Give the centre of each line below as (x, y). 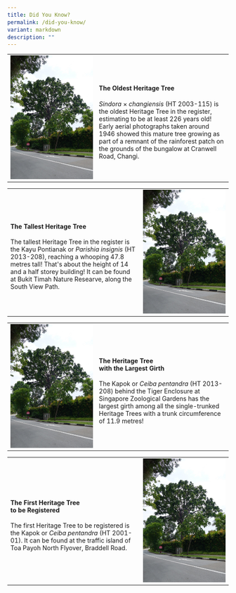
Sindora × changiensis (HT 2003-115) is (159, 104)
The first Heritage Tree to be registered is (70, 526)
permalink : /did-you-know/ (47, 22)
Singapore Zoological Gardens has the (154, 399)
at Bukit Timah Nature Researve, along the (71, 279)
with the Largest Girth (132, 368)
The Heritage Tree (126, 360)
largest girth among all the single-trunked (159, 406)
